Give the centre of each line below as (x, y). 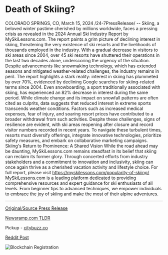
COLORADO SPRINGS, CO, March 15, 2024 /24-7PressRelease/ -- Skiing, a (82, 23)
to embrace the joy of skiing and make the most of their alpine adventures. (82, 194)
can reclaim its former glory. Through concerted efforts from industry (76, 156)
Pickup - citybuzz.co (27, 227)
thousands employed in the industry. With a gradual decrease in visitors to (82, 50)
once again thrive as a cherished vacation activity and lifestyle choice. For (82, 167)
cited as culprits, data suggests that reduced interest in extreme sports (78, 103)
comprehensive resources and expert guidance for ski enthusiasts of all (79, 183)
